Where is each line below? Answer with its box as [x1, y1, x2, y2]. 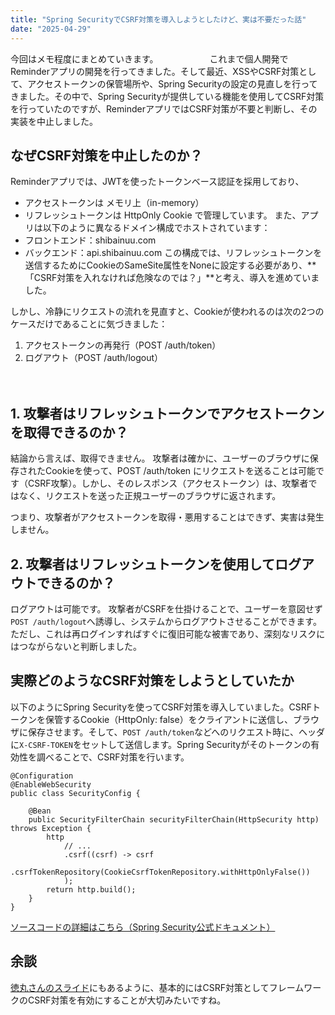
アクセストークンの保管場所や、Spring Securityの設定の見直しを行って [27, 77, 318, 90]
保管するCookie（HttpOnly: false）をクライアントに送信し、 [44, 713, 294, 725]
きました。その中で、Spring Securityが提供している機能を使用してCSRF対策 [10, 90, 325, 102]
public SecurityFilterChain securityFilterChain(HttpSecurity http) [28, 814, 320, 825]
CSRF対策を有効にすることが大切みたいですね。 [27, 994, 227, 1006]
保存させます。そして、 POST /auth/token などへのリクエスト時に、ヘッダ [27, 726, 325, 738]
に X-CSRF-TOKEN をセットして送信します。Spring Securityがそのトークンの [10, 738, 312, 750]
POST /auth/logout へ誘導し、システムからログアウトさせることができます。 [10, 615, 322, 627]
